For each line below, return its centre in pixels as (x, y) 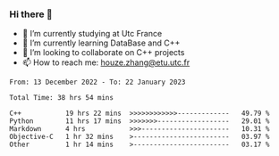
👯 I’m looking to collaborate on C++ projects (103, 53)
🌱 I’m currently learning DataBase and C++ (101, 43)
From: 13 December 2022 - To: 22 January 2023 (97, 82)
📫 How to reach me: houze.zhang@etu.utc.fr (106, 62)
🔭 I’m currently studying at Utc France (92, 34)
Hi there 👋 (31, 14)
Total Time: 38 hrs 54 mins (62, 98)
